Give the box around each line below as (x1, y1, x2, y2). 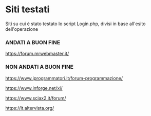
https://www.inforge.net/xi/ (5, 85, 63, 91)
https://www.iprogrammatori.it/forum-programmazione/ (5, 75, 123, 81)
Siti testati (5, 4, 50, 15)
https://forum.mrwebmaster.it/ (5, 50, 69, 57)
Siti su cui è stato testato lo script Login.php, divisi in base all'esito (5, 21, 146, 27)
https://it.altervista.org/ (5, 105, 54, 111)
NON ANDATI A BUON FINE (5, 63, 73, 70)
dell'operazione (5, 26, 39, 32)
